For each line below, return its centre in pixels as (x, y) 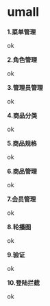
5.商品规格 (22, 143)
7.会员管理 (22, 199)
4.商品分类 (22, 115)
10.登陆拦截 (23, 283)
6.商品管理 (22, 171)
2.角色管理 (22, 60)
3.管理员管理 (25, 87)
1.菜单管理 (22, 32)
